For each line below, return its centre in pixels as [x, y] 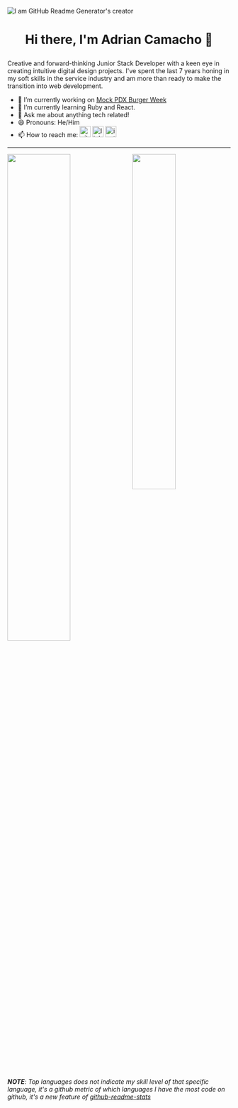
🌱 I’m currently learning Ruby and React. [76, 107]
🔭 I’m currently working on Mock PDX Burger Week [92, 100]
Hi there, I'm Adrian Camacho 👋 [119, 40]
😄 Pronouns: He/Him [49, 123]
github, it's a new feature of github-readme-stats [79, 1097]
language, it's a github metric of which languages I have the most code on [116, 1090]
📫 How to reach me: [48, 135]
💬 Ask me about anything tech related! [73, 115]
